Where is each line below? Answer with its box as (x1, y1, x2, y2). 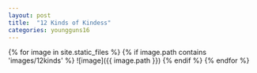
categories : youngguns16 (8, 26, 90, 34)
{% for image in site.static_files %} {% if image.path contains (8, 48, 207, 57)
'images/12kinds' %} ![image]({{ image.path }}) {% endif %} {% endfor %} (8, 56, 250, 65)
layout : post (8, 11, 51, 20)
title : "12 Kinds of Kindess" (8, 19, 111, 27)
